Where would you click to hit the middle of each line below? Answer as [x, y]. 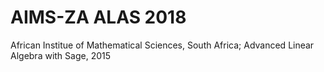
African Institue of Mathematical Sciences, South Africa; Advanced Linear [162, 45]
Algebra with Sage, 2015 [61, 55]
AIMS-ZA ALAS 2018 [98, 17]
